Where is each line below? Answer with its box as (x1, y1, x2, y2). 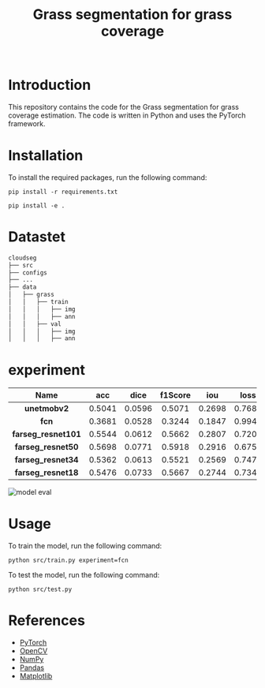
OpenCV (19, 646, 48, 656)
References (8, 611, 85, 630)
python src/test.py (8, 585, 73, 593)
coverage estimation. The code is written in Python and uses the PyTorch (8, 110, 246, 120)
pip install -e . (8, 201, 65, 210)
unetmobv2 (24, 403, 69, 414)
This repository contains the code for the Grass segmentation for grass (8, 102, 239, 111)
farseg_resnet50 (14, 442, 79, 453)
